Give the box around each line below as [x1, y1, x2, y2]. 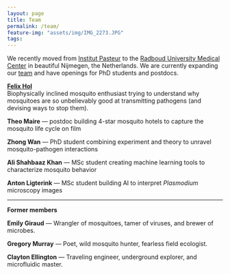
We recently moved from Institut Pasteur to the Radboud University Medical [7, 54, 220, 62]
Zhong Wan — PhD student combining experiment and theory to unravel [7, 138, 212, 146]
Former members [7, 206, 57, 214]
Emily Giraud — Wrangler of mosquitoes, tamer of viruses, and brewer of [7, 219, 214, 227]
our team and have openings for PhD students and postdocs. [7, 69, 179, 77]
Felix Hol [7, 82, 33, 90]
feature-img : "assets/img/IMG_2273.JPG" [7, 29, 125, 36]
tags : [7, 36, 23, 42]
